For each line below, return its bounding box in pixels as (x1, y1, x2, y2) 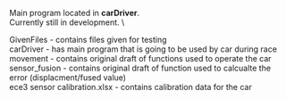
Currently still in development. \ (9, 17, 125, 28)
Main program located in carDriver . (9, 8, 140, 18)
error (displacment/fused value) (9, 72, 127, 83)
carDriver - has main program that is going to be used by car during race (9, 44, 277, 54)
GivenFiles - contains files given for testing (9, 35, 167, 45)
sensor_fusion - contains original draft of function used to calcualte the (9, 62, 271, 73)
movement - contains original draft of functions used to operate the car (9, 54, 272, 63)
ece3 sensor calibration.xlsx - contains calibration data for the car (9, 82, 252, 92)
